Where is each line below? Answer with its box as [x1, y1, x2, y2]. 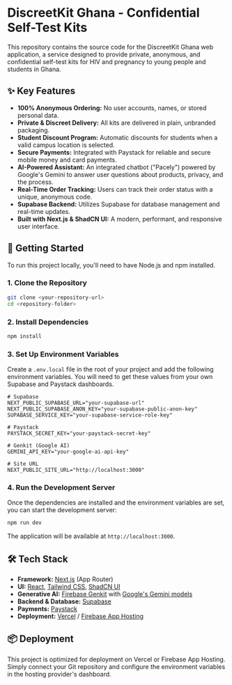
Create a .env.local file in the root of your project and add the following [7, 365, 214, 374]
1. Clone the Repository [7, 278, 87, 288]
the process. [17, 178, 54, 186]
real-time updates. [17, 207, 71, 215]
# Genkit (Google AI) [7, 442, 70, 449]
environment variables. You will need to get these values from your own [7, 373, 213, 381]
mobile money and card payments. [17, 155, 117, 164]
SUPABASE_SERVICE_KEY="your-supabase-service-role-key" [7, 412, 173, 419]
